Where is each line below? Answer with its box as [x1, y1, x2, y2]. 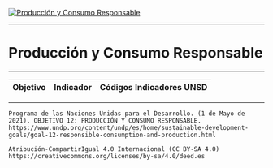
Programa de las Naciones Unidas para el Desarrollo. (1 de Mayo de [8, 110, 245, 118]
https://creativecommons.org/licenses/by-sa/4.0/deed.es [8, 152, 206, 160]
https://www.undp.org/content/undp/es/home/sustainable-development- [8, 123, 249, 131]
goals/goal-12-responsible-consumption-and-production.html [8, 131, 217, 139]
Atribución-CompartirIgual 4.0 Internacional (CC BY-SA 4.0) [8, 144, 220, 153]
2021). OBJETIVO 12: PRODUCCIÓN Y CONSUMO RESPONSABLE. [8, 116, 201, 125]
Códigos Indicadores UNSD [99, 81, 208, 93]
